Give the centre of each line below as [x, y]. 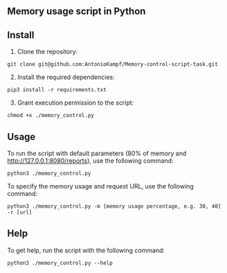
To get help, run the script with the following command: [86, 250]
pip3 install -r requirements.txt [57, 90]
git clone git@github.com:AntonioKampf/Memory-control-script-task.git [112, 64]
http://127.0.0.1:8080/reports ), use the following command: [91, 161]
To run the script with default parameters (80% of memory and [97, 153]
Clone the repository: [47, 52]
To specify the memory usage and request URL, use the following [100, 186]
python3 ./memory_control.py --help [60, 263]
